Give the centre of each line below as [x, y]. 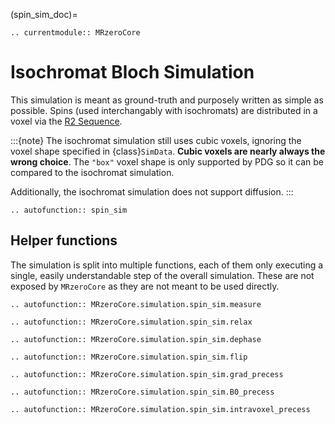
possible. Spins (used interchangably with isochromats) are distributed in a [164, 110]
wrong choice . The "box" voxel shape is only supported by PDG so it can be [167, 161]
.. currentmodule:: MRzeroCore [75, 33]
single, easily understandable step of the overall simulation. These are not [162, 275]
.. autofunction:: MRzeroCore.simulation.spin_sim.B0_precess [142, 392]
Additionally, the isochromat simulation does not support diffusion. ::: [152, 191]
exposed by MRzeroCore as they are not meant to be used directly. [145, 286]
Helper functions [64, 240]
